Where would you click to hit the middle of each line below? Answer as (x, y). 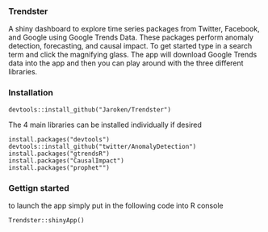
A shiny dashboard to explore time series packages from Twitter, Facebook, (134, 29)
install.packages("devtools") (59, 139)
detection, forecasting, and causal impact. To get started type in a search (130, 46)
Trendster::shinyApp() (46, 220)
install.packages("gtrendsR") (59, 154)
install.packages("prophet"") (59, 167)
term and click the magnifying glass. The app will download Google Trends (133, 55)
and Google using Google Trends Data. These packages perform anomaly (131, 37)
